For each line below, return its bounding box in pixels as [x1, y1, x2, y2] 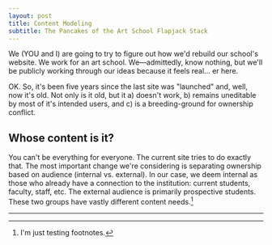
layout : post [8, 11, 53, 20]
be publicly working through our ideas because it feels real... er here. [8, 66, 239, 76]
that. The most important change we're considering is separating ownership [8, 161, 261, 171]
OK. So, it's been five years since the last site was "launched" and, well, [8, 82, 249, 91]
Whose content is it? [8, 131, 115, 145]
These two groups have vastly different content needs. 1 [8, 196, 193, 206]
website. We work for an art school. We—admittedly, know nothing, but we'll [8, 57, 263, 67]
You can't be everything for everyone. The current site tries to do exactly [8, 153, 252, 163]
